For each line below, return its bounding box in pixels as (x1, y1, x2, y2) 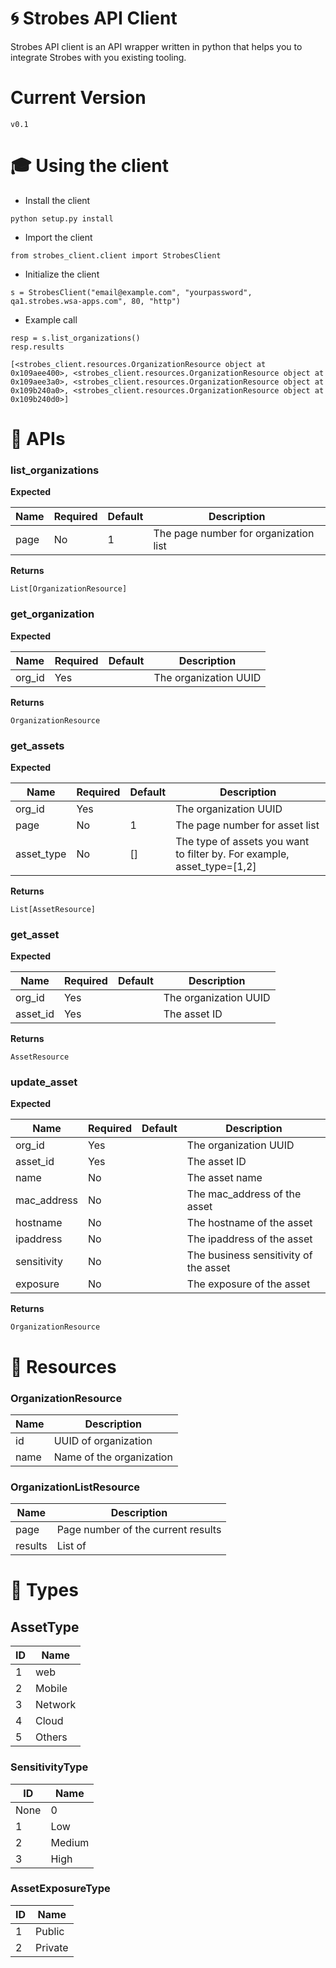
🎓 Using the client (10, 155, 169, 177)
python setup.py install (10, 213, 114, 224)
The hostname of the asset (186, 1216, 313, 1230)
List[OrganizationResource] (10, 584, 128, 594)
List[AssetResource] (10, 904, 97, 914)
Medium (50, 1835, 90, 1849)
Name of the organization (53, 1450, 173, 1464)
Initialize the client (24, 268, 100, 280)
